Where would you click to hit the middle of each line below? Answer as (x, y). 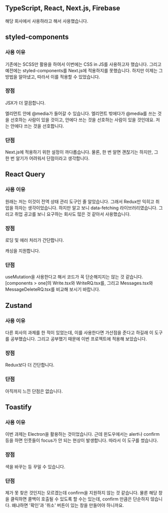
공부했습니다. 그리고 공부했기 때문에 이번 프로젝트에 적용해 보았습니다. (78, 339)
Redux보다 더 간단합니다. (30, 365)
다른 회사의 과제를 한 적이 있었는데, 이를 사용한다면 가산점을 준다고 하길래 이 (79, 332)
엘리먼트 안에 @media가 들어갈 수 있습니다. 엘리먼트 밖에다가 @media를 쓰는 (81, 113)
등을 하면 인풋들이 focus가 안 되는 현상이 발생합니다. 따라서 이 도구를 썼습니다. (82, 440)
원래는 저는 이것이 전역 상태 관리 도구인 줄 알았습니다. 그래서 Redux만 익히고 (80, 201)
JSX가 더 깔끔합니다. (26, 103)
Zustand (19, 305)
